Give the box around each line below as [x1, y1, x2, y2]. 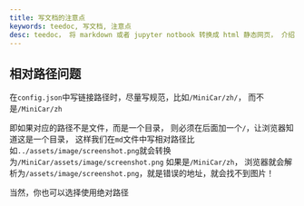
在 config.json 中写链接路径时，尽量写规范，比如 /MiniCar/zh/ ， [9, 92, 247, 103]
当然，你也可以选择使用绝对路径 [9, 187, 129, 198]
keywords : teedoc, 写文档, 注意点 [9, 22, 132, 31]
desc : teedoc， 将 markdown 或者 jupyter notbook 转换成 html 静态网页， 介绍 [9, 30, 295, 39]
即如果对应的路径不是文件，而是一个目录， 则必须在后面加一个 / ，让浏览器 [9, 123, 287, 133]
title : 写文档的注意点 [9, 13, 86, 23]
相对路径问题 [9, 65, 82, 82]
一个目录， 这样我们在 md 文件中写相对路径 [33, 133, 188, 145]
